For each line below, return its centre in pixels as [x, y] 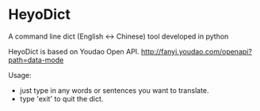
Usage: [20, 75]
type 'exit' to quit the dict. [61, 98]
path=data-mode [36, 60]
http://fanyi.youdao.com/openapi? [197, 51]
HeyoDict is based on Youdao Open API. [74, 51]
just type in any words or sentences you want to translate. [114, 90]
